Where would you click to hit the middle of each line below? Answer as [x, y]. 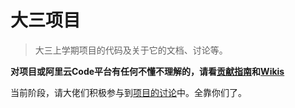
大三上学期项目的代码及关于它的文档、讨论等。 [131, 50]
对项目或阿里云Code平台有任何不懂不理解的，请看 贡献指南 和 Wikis [147, 71]
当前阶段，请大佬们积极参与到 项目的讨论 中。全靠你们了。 [128, 92]
